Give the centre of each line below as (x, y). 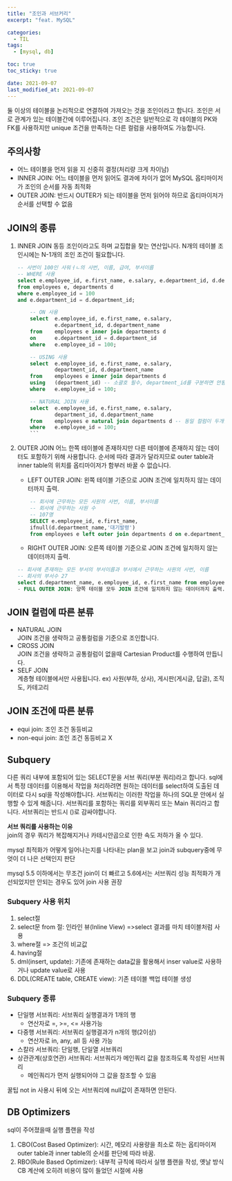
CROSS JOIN (36, 645)
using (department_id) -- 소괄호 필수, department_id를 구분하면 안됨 (128, 383)
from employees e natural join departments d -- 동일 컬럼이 (121, 421)
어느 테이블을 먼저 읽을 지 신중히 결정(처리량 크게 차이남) (93, 170)
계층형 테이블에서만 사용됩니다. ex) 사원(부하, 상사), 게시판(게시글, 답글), (114, 678)
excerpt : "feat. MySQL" (41, 20)
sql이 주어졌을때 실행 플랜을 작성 (51, 1130)
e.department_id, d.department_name (107, 325)
